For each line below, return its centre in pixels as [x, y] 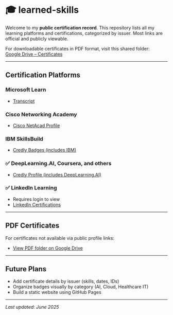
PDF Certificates [32, 226]
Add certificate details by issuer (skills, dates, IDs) [66, 282]
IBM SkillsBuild [24, 138]
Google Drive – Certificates [34, 54]
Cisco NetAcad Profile [36, 125]
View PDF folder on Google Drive [48, 248]
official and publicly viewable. [37, 39]
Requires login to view [36, 199]
